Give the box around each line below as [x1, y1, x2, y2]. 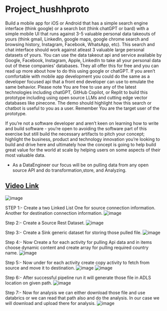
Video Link [5, 182, 39, 190]
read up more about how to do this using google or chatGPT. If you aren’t [5, 68, 156, 74]
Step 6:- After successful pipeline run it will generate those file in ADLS [5, 274, 151, 280]
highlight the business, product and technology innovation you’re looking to [5, 136, 161, 142]
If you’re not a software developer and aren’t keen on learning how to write [5, 120, 159, 126]
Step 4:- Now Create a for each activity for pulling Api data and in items [5, 239, 152, 245]
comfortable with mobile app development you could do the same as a [5, 73, 150, 79]
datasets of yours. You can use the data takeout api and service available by [5, 52, 162, 58]
